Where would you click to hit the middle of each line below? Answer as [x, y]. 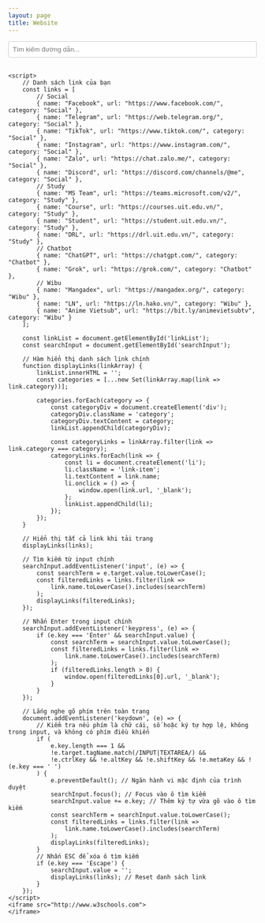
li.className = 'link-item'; [112, 469]
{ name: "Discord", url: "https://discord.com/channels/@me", [141, 172]
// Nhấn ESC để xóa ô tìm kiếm [88, 856]
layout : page [30, 15]
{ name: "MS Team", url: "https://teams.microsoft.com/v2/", [139, 193]
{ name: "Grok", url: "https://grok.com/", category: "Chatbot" [144, 269]
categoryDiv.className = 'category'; [112, 414]
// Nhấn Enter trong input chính [77, 621]
